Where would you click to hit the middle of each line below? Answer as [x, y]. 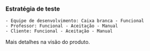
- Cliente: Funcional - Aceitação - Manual [59, 31]
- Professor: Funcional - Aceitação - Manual [62, 26]
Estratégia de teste [33, 9]
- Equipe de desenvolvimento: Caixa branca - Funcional [75, 21]
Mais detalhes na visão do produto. [48, 42]
